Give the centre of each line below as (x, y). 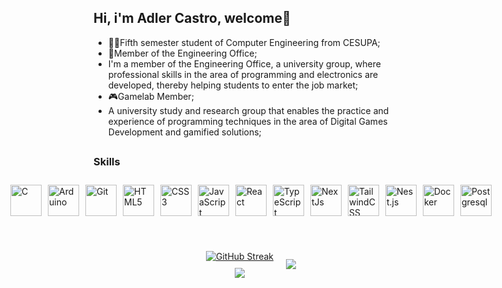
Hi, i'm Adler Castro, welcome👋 (192, 18)
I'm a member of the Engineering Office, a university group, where (244, 63)
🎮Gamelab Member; (151, 96)
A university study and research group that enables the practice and (248, 110)
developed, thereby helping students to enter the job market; (233, 85)
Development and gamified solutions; (184, 132)
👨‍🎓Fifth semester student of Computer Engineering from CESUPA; (244, 42)
